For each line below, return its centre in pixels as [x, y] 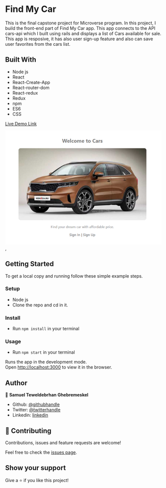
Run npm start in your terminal [44, 352]
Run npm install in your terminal [46, 329]
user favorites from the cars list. [38, 44]
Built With [21, 60]
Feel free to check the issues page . [41, 452]
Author [16, 383]
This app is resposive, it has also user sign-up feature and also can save [79, 39]
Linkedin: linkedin [30, 415]
